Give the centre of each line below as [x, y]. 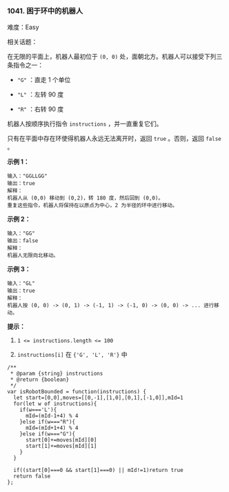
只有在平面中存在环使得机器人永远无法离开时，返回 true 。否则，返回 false [114, 139]
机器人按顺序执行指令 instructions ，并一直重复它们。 [85, 124]
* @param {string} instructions [57, 374]
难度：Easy [23, 27]
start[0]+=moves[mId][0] [61, 440]
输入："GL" [21, 284]
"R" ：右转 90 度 [40, 109]
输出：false [23, 241]
